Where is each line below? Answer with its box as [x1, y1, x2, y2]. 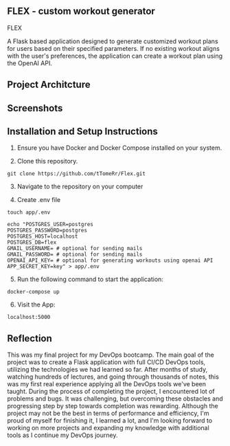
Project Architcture [7, 79, 91, 91]
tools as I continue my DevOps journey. [7, 431, 118, 439]
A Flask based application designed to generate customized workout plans [7, 37, 218, 45]
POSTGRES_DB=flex [7, 239, 57, 246]
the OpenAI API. [7, 58, 53, 67]
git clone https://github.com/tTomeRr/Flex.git [7, 170, 146, 177]
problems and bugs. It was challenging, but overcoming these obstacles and [7, 394, 223, 403]
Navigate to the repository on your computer [16, 182, 143, 191]
